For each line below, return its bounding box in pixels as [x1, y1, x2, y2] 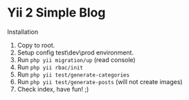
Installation [7, 28, 39, 36]
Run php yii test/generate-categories [17, 70, 130, 79]
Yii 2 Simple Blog [7, 5, 106, 21]
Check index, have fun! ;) [17, 85, 89, 93]
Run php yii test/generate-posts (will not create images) [17, 77, 183, 86]
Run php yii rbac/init [17, 63, 83, 71]
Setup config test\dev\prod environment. [17, 48, 134, 57]
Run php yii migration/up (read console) [17, 55, 136, 63]
